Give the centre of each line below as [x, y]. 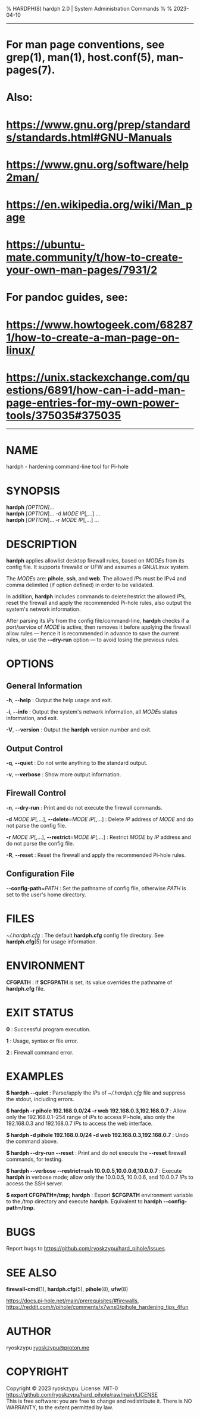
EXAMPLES [35, 1076]
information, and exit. [32, 718]
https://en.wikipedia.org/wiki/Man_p [99, 205]
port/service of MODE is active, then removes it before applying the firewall [99, 627]
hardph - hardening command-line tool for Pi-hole [68, 467]
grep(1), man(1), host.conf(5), [80, 58]
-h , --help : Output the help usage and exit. [59, 700]
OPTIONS [30, 664]
